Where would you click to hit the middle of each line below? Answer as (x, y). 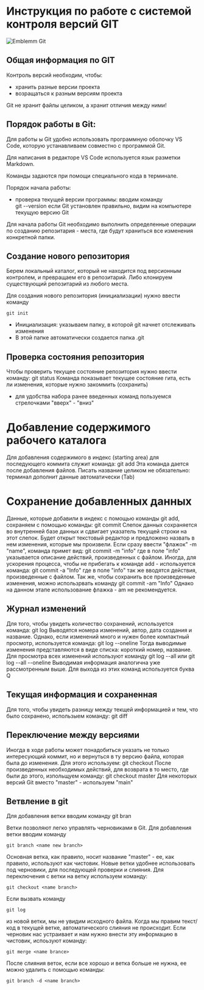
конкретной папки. (31, 237)
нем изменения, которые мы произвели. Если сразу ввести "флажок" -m (101, 544)
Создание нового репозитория (68, 256)
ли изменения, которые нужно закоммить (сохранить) (77, 385)
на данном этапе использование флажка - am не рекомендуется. (92, 590)
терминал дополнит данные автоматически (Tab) (71, 477)
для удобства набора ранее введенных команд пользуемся (93, 396)
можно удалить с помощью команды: (55, 970)
